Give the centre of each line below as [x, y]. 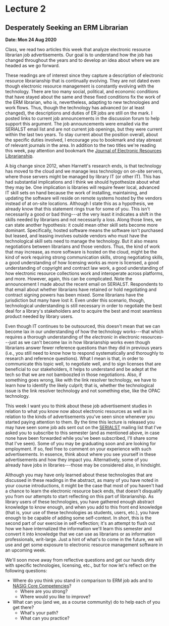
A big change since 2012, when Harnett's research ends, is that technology [83, 166]
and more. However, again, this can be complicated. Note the [69, 279]
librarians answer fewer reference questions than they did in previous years [84, 348]
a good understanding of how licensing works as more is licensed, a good [82, 263]
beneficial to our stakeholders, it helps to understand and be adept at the [81, 369]
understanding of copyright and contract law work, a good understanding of [84, 268]
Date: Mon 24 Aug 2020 [31, 39]
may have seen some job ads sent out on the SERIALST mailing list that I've [83, 427]
